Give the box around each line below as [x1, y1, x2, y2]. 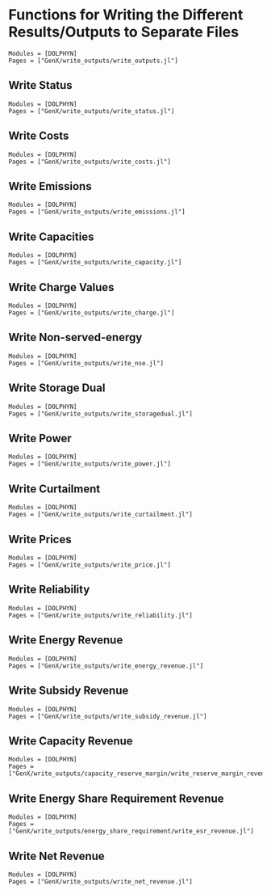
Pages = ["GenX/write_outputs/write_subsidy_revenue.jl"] [8, 712, 207, 720]
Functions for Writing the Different [8, 6, 244, 24]
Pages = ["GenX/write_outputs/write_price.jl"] [8, 561, 172, 569]
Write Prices [8, 532, 72, 546]
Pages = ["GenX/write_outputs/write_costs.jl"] [8, 158, 172, 166]
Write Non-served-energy [8, 331, 143, 344]
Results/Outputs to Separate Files [8, 23, 240, 41]
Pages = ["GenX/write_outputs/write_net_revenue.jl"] [8, 877, 194, 886]
